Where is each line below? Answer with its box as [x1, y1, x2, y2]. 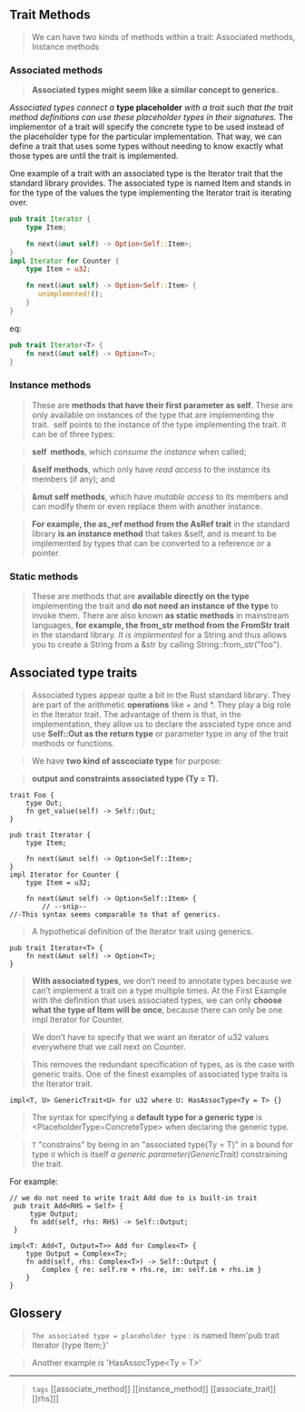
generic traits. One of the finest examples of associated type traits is [31, 1068, 289, 1079]
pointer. [31, 547, 61, 558]
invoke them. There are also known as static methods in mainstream [31, 610, 290, 621]
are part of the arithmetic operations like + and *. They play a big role [31, 699, 291, 710]
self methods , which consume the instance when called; [31, 446, 247, 457]
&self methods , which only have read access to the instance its [31, 464, 271, 475]
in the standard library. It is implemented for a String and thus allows [31, 629, 288, 640]
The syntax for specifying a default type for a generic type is [31, 1111, 263, 1122]
